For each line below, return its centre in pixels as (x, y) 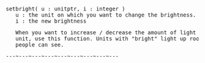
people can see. (40, 45)
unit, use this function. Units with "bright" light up (101, 39)
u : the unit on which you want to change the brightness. (106, 15)
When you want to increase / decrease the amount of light (106, 33)
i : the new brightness (51, 21)
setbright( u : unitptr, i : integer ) (65, 9)
